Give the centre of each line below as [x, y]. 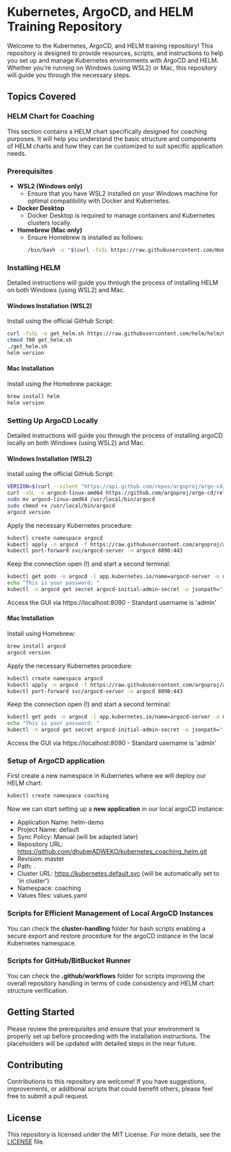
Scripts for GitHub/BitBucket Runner [69, 960]
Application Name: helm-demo [60, 822]
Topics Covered [42, 97]
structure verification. [38, 990]
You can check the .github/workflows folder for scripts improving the [106, 976]
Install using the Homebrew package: [60, 384]
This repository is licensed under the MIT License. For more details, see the [114, 1135]
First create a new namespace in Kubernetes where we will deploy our [107, 776]
